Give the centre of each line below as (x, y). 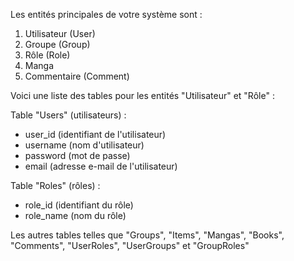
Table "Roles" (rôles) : (55, 185)
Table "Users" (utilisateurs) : (68, 115)
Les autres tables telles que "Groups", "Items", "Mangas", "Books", (147, 235)
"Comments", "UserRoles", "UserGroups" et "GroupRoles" (130, 245)
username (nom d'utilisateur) (84, 145)
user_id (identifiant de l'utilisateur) (95, 134)
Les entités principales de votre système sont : (106, 14)
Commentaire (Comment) (77, 76)
